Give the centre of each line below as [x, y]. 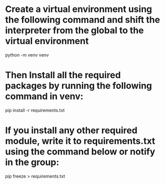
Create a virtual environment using [79, 9]
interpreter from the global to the [75, 30]
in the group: [32, 162]
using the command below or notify [80, 152]
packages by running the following [79, 86]
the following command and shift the [83, 20]
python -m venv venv [27, 55]
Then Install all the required [63, 75]
